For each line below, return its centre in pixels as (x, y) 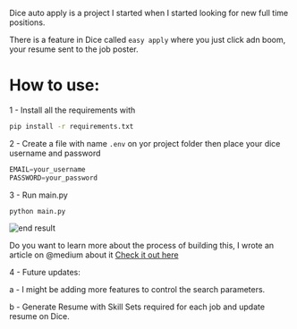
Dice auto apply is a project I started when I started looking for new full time (149, 13)
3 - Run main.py (39, 195)
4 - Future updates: (45, 273)
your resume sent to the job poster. (74, 49)
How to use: (55, 85)
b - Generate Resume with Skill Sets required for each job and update (137, 307)
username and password (55, 153)
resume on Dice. (39, 316)
